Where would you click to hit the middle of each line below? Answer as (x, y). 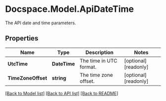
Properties (22, 38)
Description (100, 52)
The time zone (96, 75)
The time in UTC (99, 60)
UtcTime (18, 64)
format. (88, 67)
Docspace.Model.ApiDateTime (70, 9)
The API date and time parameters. (41, 23)
